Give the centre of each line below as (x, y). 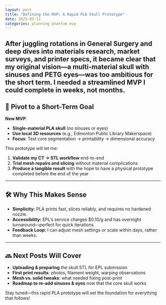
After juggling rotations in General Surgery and (79, 43)
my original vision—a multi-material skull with (77, 67)
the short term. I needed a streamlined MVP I (75, 82)
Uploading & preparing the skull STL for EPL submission (70, 267)
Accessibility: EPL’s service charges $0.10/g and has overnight (77, 220)
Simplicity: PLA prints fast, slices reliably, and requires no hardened (82, 209)
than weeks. (25, 235)
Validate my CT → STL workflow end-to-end (58, 158)
